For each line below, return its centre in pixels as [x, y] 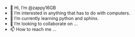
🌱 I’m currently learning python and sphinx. [54, 18]
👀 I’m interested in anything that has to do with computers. [70, 13]
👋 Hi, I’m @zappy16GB [33, 8]
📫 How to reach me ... [33, 29]
